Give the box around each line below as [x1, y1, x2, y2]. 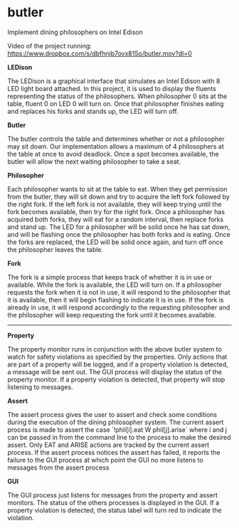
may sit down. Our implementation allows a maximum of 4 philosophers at [7, 142, 224, 150]
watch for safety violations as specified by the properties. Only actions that [7, 352, 228, 361]
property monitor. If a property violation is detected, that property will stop [7, 375, 225, 384]
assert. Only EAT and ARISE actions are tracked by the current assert [7, 440, 210, 449]
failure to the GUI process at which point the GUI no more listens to [7, 455, 204, 464]
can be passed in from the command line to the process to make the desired [7, 433, 231, 441]
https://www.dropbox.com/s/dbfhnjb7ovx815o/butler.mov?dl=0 [7, 49, 192, 58]
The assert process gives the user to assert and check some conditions [7, 410, 218, 418]
